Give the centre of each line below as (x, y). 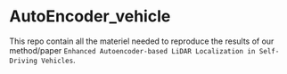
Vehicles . (58, 60)
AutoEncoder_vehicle (90, 16)
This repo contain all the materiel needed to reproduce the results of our (142, 41)
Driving (24, 61)
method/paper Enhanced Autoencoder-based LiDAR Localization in (132, 50)
